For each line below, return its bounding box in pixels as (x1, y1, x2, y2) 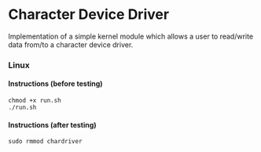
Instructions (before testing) (8, 79, 104, 88)
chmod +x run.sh (8, 97, 61, 105)
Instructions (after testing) (8, 120, 97, 129)
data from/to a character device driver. (8, 39, 134, 49)
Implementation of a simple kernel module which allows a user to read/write (8, 32, 254, 41)
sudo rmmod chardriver (8, 138, 83, 146)
